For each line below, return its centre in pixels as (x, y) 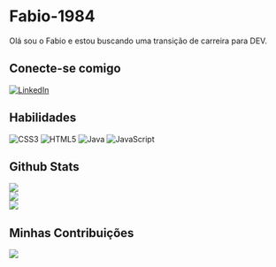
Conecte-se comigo (65, 69)
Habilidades (43, 118)
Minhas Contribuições (72, 233)
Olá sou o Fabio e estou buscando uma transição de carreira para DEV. (138, 41)
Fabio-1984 (52, 16)
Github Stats (44, 167)
